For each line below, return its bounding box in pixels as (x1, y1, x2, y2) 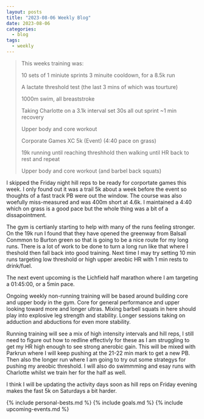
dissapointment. (6, 211, 47, 218)
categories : (6, 26, 37, 32)
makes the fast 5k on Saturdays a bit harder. (6, 387, 117, 394)
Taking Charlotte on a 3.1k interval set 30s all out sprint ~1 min (21, 107, 177, 114)
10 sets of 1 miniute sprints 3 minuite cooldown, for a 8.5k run (21, 71, 175, 79)
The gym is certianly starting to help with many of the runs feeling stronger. (6, 223, 195, 231)
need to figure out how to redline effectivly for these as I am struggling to (6, 336, 190, 343)
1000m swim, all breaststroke (21, 95, 95, 102)
